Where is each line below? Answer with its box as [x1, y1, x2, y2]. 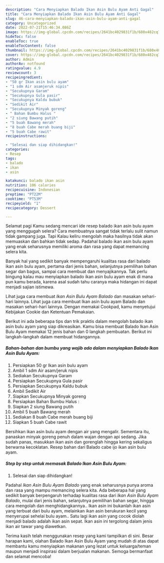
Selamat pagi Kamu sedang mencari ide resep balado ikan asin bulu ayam [5, 223, 154, 229]
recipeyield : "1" [5, 201, 41, 206]
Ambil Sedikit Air [12, 388, 46, 394]
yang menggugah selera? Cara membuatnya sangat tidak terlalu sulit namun [5, 228, 158, 234]
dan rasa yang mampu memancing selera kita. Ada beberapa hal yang [5, 487, 146, 493]
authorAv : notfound [5, 61, 45, 66]
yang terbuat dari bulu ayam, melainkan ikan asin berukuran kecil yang [5, 508, 147, 514]
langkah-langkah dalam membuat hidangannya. [5, 334, 101, 340]
